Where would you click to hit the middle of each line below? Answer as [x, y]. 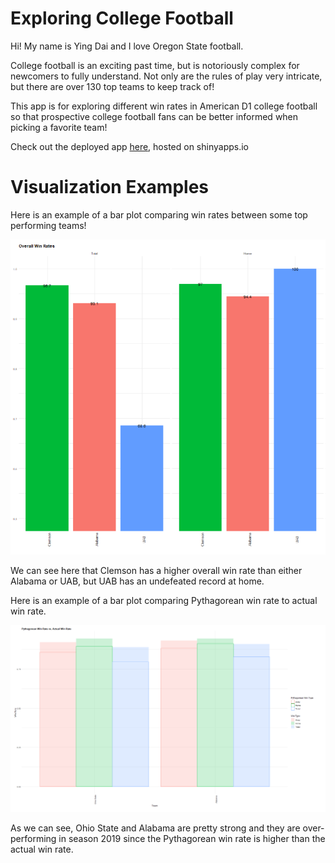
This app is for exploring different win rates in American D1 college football [164, 106]
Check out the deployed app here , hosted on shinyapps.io [129, 146]
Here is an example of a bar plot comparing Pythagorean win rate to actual [164, 601]
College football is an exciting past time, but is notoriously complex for [155, 65]
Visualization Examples [110, 187]
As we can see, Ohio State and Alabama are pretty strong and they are [155, 828]
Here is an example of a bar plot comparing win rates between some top [159, 214]
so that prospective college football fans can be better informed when [154, 116]
